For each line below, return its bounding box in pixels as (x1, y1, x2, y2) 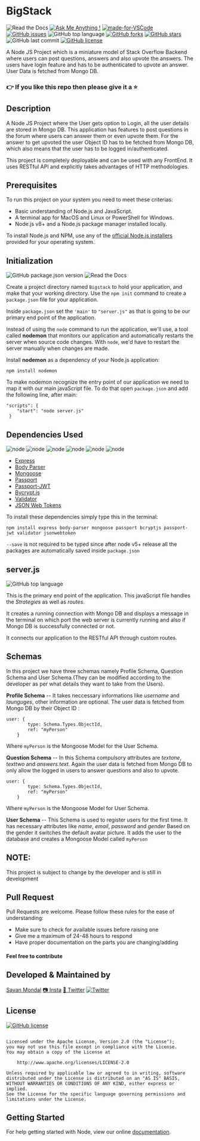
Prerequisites (6, 180, 57, 191)
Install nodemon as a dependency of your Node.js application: (6, 357, 160, 364)
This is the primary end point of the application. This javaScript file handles (6, 591, 191, 599)
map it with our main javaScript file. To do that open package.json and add (6, 385, 188, 392)
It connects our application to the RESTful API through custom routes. (6, 634, 177, 641)
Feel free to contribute (6, 952, 63, 959)
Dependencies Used (6, 430, 84, 440)
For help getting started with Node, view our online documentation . (6, 1128, 171, 1136)
